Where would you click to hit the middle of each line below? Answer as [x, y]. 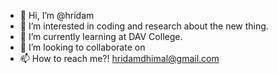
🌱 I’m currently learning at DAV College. [101, 36]
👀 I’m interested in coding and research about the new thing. [144, 26]
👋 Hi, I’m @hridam [57, 15]
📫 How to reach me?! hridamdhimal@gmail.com [119, 58]
